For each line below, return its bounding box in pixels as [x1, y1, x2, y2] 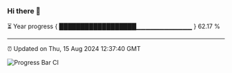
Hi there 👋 [7, 6, 41, 16]
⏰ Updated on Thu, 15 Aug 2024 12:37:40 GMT [7, 45, 141, 53]
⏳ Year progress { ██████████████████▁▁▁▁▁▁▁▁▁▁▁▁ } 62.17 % [7, 22, 221, 30]
